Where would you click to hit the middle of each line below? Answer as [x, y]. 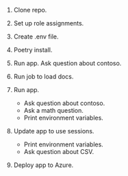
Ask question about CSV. [59, 152]
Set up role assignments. [49, 23]
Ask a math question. [54, 110]
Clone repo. [30, 10]
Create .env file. [36, 36]
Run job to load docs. [43, 76]
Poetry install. [33, 50]
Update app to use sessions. [54, 131]
